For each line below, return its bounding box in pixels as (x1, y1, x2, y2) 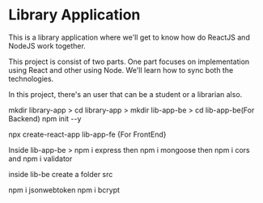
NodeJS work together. (8, 40, 87, 50)
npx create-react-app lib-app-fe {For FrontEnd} (8, 129, 167, 139)
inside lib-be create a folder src (8, 169, 113, 179)
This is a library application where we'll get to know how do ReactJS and (8, 32, 251, 42)
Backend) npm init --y (8, 113, 82, 123)
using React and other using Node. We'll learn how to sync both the (8, 65, 234, 74)
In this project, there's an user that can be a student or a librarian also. (8, 89, 243, 99)
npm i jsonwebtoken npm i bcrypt (8, 184, 120, 195)
